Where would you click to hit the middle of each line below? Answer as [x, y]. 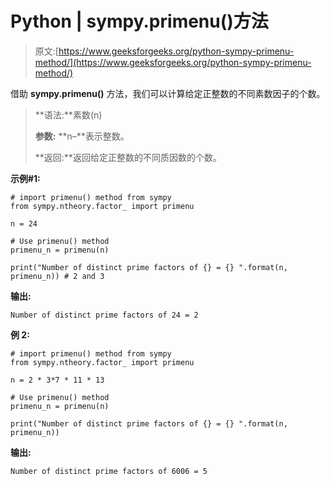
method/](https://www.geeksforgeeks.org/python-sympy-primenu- [173, 62]
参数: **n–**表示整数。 [82, 136]
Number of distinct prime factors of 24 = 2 [104, 315]
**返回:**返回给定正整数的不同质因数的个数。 [128, 157]
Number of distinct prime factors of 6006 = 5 [109, 471]
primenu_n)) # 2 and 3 [57, 276]
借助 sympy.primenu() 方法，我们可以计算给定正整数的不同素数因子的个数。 [168, 93]
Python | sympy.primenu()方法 [139, 21]
